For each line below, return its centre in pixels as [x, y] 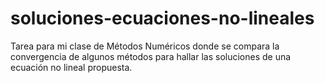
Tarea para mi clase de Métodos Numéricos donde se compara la [145, 46]
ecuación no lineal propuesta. [71, 67]
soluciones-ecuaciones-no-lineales [162, 18]
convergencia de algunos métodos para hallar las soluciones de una [151, 56]
